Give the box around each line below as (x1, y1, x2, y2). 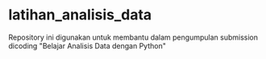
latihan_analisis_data (8, 6, 152, 24)
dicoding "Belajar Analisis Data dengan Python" (8, 40, 167, 50)
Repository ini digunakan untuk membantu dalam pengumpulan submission (8, 32, 258, 42)
